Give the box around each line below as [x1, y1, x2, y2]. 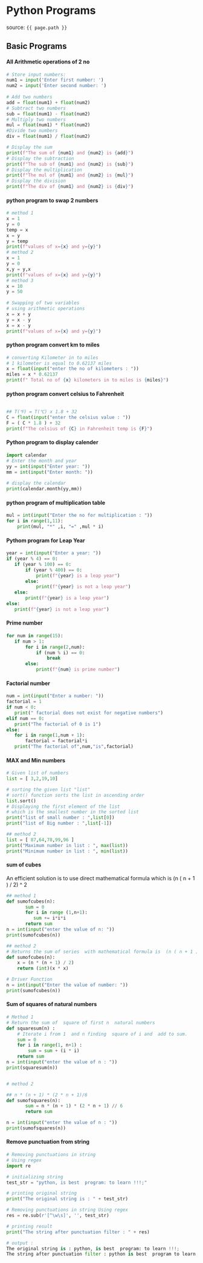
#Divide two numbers [6, 128, 59, 134]
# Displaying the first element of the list [6, 804, 120, 810]
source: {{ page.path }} [6, 24, 68, 31]
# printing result [6, 1223, 53, 1229]
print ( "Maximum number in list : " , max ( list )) [6, 842, 129, 848]
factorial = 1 [6, 699, 42, 705]
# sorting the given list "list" [6, 787, 91, 793]
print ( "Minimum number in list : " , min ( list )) [6, 848, 129, 854]
